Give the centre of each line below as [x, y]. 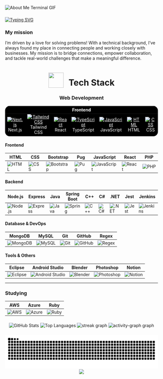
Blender [80, 268]
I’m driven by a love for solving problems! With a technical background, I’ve [80, 43]
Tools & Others [20, 255]
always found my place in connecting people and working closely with [75, 48]
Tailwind [38, 127]
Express [37, 197]
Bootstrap [58, 157]
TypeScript [83, 130]
